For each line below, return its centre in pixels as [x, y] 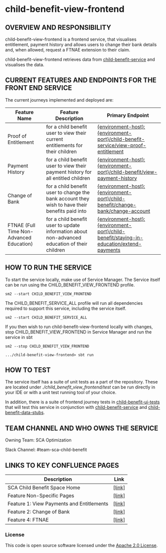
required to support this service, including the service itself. [66, 308]
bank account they [68, 198]
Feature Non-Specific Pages [41, 496]
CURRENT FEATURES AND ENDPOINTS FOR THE [81, 80]
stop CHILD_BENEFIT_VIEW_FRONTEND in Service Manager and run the [79, 332]
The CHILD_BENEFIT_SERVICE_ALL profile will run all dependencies [74, 303]
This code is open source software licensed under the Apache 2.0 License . [82, 546]
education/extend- [119, 244]
